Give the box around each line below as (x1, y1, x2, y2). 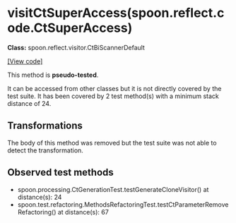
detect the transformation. (7, 146, 83, 155)
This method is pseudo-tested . (7, 71, 99, 79)
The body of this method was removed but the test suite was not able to (7, 138, 217, 147)
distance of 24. (7, 99, 52, 107)
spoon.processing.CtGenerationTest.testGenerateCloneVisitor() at (17, 185, 209, 193)
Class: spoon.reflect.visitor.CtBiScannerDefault (7, 43, 145, 52)
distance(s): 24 (17, 193, 62, 201)
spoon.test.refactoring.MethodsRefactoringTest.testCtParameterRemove (17, 200, 229, 209)
